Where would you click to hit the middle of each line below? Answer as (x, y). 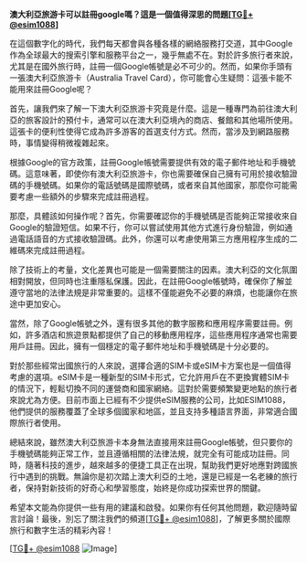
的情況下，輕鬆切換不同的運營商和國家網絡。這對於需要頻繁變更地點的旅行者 (153, 388)
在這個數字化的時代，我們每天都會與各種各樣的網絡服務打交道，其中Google (151, 43)
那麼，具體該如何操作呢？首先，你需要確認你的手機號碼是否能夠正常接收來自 (153, 216)
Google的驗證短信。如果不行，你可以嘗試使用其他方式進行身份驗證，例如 (147, 227)
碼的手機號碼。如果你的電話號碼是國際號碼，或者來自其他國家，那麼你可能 (149, 185)
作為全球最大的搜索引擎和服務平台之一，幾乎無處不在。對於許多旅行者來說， (153, 55)
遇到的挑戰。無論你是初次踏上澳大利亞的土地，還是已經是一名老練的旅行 (161, 476)
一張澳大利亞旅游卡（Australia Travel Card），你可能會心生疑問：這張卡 (143, 78)
